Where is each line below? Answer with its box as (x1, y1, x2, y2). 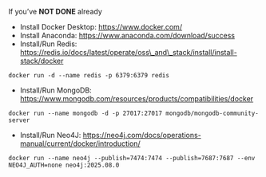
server (8, 116, 30, 124)
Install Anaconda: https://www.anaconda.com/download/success (19, 31, 236, 40)
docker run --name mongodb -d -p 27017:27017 (8, 109, 162, 117)
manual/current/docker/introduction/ (19, 139, 141, 148)
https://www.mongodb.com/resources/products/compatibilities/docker (19, 94, 254, 103)
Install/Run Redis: (19, 39, 77, 49)
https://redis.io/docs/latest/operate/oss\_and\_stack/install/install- (19, 48, 237, 57)
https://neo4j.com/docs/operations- (82, 131, 201, 140)
